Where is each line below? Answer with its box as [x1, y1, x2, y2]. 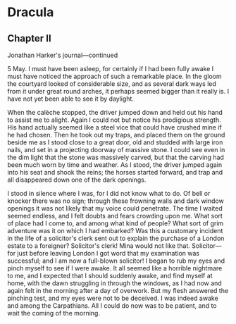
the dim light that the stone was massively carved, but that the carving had [7, 153, 224, 161]
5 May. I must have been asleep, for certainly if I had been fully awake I [7, 65, 214, 73]
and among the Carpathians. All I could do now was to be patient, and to [7, 301, 217, 310]
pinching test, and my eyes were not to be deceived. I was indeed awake [7, 294, 218, 302]
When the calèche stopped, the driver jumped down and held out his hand [7, 108, 223, 116]
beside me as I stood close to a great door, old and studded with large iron [7, 138, 223, 147]
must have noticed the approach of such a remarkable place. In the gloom [7, 72, 222, 80]
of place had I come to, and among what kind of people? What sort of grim [7, 219, 224, 228]
